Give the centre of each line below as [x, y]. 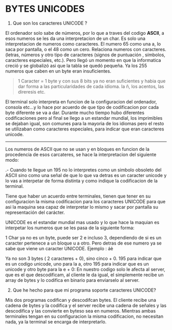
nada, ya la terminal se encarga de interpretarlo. [56, 322]
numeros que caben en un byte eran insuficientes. [58, 71]
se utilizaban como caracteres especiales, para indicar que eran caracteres [85, 129]
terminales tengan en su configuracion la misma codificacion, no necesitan [84, 316]
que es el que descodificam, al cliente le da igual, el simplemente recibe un [84, 275]
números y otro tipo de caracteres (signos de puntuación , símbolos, [93, 55]
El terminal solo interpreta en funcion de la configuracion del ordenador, [81, 102]
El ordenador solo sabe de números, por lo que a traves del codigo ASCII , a [85, 33]
